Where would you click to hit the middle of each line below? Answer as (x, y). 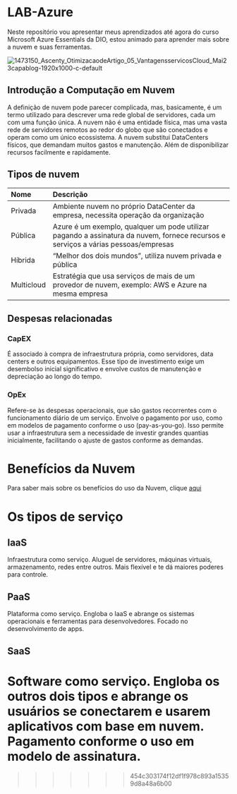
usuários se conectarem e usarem (109, 711)
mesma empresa (80, 294)
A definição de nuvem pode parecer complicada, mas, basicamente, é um (115, 107)
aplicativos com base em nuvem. (106, 726)
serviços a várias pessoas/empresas (113, 244)
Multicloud (28, 284)
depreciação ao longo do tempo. (55, 377)
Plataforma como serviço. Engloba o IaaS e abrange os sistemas (101, 614)
